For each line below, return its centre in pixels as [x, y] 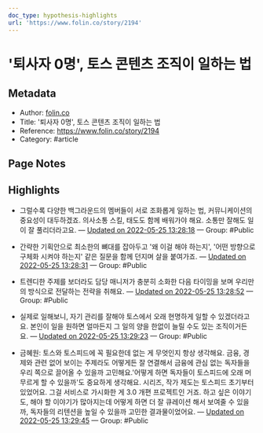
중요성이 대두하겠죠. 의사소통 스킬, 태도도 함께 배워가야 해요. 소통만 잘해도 [132, 220]
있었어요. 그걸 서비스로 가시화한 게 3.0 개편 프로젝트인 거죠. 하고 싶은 [125, 392]
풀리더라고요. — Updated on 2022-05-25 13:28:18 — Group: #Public [145, 229]
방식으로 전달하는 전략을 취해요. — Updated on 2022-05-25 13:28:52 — [141, 291]
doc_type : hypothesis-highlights [63, 15]
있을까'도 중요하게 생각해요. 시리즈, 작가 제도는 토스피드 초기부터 [156, 382]
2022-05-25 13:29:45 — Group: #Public [84, 420]
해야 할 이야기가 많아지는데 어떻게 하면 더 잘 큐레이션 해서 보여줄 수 [133, 402]
